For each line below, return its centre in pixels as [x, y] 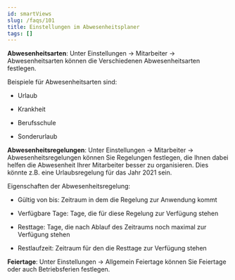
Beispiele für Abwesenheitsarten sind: [62, 82]
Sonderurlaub [37, 136]
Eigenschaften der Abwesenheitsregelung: [69, 186]
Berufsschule [37, 123]
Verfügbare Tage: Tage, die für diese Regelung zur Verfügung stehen [118, 214]
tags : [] [20, 33]
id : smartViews [30, 14]
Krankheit [31, 109]
